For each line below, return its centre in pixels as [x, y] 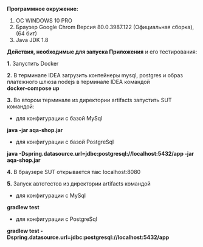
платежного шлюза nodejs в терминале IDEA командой [79, 82]
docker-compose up [33, 88]
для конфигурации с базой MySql [59, 118]
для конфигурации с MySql [51, 195]
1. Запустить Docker [33, 64]
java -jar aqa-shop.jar [35, 130]
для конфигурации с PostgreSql [57, 219]
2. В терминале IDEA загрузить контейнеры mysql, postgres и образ [95, 75]
